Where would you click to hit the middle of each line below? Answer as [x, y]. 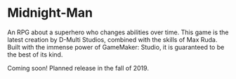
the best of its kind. [35, 55]
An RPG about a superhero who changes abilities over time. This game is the [118, 32]
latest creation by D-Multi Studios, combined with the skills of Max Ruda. [112, 39]
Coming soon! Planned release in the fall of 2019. [78, 68]
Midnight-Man [50, 13]
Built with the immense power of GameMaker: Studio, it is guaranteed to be [116, 47]
